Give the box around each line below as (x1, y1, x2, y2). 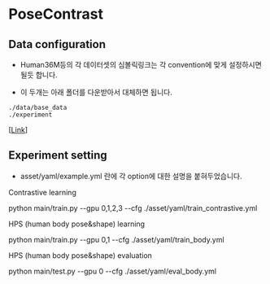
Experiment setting (8, 148, 107, 163)
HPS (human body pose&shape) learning (8, 219, 145, 229)
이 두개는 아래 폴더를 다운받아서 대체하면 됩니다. (20, 87, 172, 97)
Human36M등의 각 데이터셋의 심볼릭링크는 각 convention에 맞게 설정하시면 (20, 60, 262, 69)
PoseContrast (8, 5, 104, 24)
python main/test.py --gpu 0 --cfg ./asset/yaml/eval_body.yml (8, 266, 217, 276)
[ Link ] (8, 125, 28, 134)
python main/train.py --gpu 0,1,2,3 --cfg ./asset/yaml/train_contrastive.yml (8, 203, 258, 212)
